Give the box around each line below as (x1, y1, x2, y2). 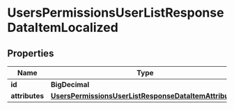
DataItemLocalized (7, 19, 118, 36)
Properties (7, 47, 54, 59)
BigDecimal (51, 80, 90, 89)
